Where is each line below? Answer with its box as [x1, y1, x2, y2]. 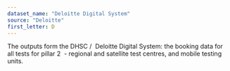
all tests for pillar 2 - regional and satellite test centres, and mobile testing [7, 49, 222, 58]
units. [7, 57, 23, 65]
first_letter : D [7, 23, 55, 30]
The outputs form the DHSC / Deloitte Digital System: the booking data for [7, 42, 224, 51]
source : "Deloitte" [7, 17, 65, 24]
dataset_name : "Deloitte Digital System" [7, 10, 131, 17]
